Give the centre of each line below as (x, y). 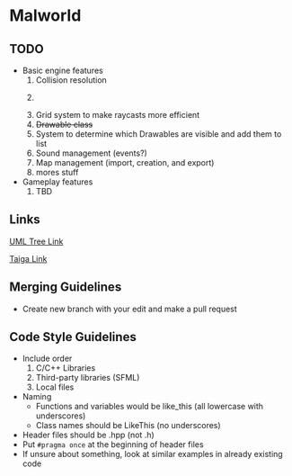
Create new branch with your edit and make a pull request (130, 309)
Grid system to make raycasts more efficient (118, 115)
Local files (55, 387)
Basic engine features (62, 70)
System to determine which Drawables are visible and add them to (159, 134)
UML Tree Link (36, 241)
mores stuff (57, 172)
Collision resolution (71, 80)
